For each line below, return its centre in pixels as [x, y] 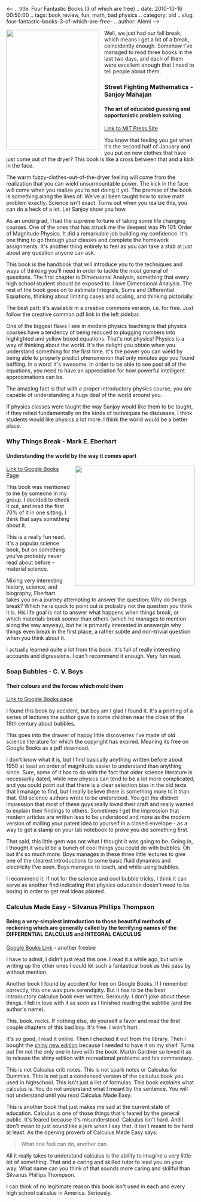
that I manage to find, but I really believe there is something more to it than [98, 792]
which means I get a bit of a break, [147, 39]
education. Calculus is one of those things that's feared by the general [93, 1113]
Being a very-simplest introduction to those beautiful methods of [89, 921]
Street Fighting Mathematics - [149, 87]
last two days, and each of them [144, 59]
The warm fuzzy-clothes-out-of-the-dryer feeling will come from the [91, 177]
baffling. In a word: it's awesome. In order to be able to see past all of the [96, 364]
